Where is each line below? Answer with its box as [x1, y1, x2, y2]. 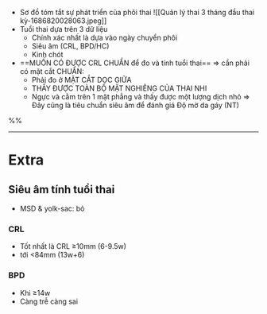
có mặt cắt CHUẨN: [19, 67, 85, 76]
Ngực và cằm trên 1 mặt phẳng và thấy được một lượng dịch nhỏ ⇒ [31, 92, 250, 101]
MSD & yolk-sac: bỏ [19, 204, 85, 213]
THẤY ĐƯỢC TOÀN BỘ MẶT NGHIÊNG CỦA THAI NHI [31, 83, 207, 93]
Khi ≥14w [19, 288, 51, 297]
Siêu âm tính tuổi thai [8, 183, 115, 196]
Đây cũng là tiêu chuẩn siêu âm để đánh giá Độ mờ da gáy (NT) [31, 100, 240, 110]
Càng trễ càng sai [19, 297, 78, 306]
